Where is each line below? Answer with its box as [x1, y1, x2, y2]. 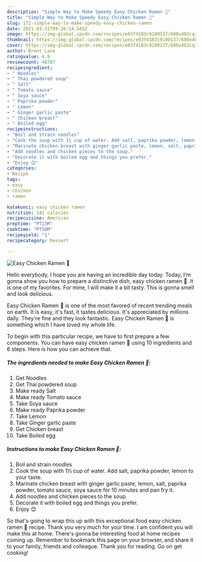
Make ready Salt [15, 387, 56, 394]
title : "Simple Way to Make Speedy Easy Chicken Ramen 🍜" [7, 14, 155, 20]
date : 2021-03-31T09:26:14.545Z [7, 25, 88, 32]
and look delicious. [7, 290, 53, 298]
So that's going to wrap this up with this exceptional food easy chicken [7, 517, 182, 524]
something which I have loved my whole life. [7, 321, 116, 328]
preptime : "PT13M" [7, 221, 53, 227]
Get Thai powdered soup [15, 380, 77, 388]
